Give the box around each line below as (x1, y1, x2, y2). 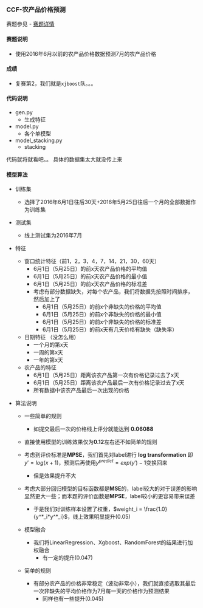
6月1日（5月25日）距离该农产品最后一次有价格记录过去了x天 (33, 379, 185, 386)
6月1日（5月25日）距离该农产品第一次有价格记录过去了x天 (33, 372, 179, 379)
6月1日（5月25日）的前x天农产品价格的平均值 (33, 265, 148, 273)
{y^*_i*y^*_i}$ (33, 513, 68, 520)
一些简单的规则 (24, 412, 62, 420)
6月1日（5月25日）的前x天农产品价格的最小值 (33, 273, 148, 280)
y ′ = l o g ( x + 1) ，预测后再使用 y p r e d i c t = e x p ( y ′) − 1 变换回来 (24, 458, 168, 466)
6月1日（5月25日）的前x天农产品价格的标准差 (33, 281, 148, 288)
